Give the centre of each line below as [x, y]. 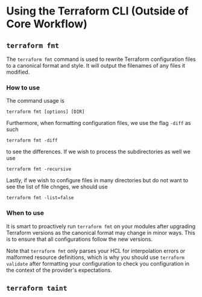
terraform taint [37, 288]
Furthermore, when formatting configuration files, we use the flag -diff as [99, 123]
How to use [23, 88]
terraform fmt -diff [32, 141]
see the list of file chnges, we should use [57, 187]
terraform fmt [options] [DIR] [46, 112]
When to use [25, 213]
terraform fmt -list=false [40, 198]
